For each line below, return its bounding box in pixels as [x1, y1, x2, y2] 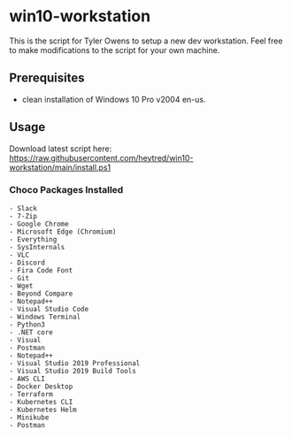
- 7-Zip [9, 211, 38, 220]
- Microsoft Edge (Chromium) [9, 227, 117, 236]
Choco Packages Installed [9, 184, 124, 196]
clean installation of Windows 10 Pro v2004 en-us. [21, 94, 206, 104]
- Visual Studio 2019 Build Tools [9, 366, 137, 375]
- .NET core [9, 327, 53, 337]
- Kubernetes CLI [9, 397, 73, 406]
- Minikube [9, 413, 50, 422]
